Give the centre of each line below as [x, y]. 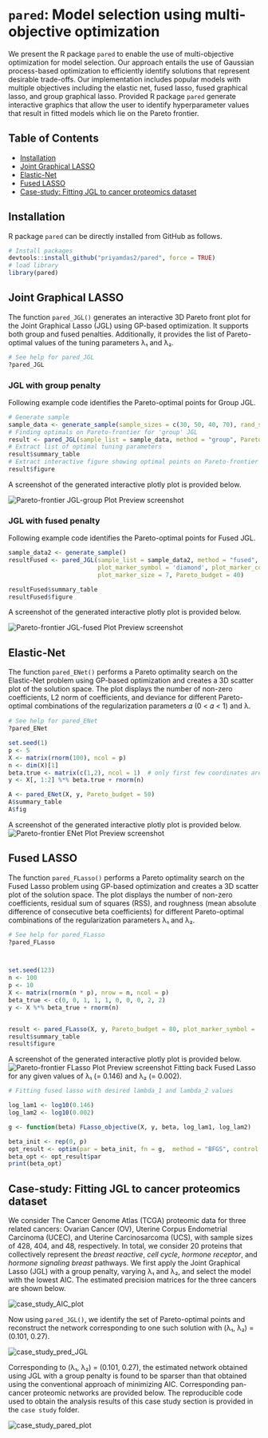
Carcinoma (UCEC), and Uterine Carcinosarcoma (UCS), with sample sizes [131, 1237]
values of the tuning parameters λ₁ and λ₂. [104, 342]
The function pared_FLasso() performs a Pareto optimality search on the [126, 878]
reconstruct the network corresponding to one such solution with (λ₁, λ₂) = [131, 1328]
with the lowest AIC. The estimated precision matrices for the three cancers [132, 1280]
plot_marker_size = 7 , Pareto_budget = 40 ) [171, 575]
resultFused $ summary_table [53, 589]
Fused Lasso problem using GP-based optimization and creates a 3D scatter [134, 886]
